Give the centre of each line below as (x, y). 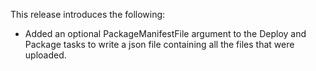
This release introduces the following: (88, 14)
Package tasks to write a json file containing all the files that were (159, 44)
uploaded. (45, 55)
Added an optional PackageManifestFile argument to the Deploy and (165, 33)
